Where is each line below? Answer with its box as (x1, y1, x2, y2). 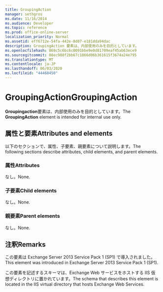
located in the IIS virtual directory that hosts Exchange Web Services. (5, 281, 145, 287)
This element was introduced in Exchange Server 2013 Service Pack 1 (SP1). (5, 260, 159, 266)
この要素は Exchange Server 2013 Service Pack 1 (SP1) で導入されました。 (5, 254, 155, 260)
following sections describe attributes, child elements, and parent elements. (5, 148, 158, 154)
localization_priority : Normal (5, 35, 69, 40)
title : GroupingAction (5, 7, 51, 12)
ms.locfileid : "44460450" (5, 71, 58, 76)
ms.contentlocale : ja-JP (5, 62, 56, 66)
